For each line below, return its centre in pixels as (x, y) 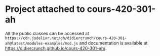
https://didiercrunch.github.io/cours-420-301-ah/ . (56, 48)
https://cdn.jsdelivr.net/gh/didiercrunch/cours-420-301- (66, 38)
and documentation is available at (114, 43)
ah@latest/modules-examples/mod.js (42, 43)
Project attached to (45, 9)
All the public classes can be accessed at (47, 33)
